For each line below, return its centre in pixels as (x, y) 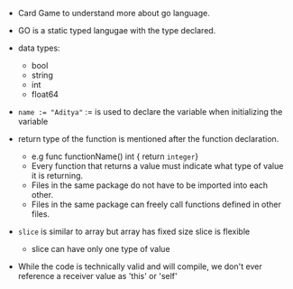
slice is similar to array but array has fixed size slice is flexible (134, 231)
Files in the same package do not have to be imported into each (150, 185)
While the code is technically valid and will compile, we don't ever (140, 266)
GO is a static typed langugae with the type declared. (117, 30)
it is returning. (57, 176)
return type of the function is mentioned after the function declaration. (148, 139)
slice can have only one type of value (101, 249)
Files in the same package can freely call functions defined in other (156, 204)
